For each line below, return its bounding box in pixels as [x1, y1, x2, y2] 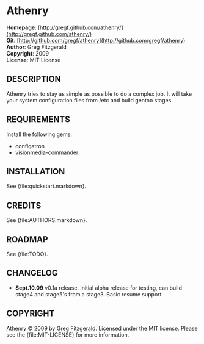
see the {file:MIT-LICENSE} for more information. [6, 331, 129, 339]
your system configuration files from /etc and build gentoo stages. [6, 96, 173, 104]
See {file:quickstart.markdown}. [6, 182, 87, 190]
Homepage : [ [6, 24, 40, 31]
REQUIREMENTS [6, 114, 70, 125]
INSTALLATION [6, 166, 65, 177]
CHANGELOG [6, 268, 58, 278]
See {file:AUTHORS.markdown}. [6, 217, 87, 224]
